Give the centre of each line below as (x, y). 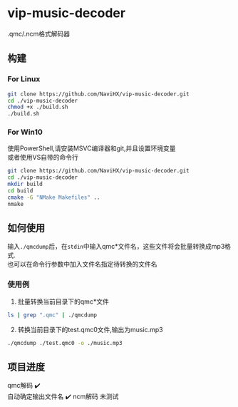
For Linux (24, 79)
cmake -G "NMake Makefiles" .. (54, 197)
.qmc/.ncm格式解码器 (38, 34)
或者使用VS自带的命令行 (43, 158)
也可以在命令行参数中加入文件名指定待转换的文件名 (82, 264)
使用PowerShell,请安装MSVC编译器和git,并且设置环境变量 (92, 148)
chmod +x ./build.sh (38, 107)
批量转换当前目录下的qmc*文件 (63, 302)
